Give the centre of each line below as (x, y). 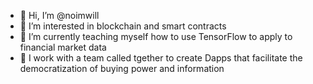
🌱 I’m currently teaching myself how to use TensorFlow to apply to (156, 36)
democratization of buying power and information (122, 68)
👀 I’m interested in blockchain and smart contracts (123, 26)
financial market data (63, 47)
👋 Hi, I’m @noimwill (59, 15)
